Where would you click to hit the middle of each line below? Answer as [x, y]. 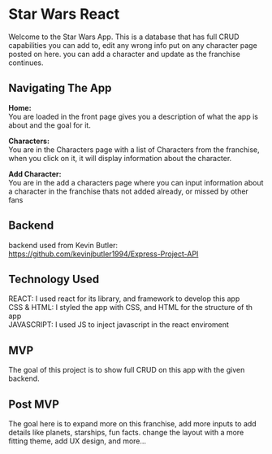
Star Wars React [64, 14]
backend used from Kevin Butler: [63, 245]
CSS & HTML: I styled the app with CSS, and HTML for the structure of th [131, 308]
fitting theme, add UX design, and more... [78, 441]
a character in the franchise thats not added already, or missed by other [129, 191]
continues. [26, 63]
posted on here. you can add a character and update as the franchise [125, 54]
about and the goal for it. [50, 125]
